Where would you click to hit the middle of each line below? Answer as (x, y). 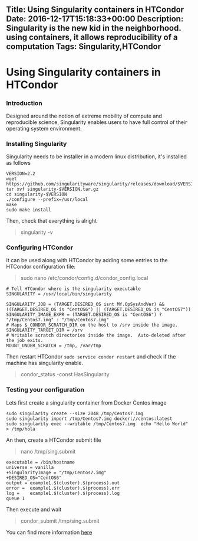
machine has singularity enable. (45, 363)
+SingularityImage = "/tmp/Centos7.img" (57, 472)
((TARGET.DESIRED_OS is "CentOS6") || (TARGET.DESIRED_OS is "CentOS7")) (99, 309)
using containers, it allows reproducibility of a (92, 38)
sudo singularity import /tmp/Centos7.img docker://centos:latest (89, 419)
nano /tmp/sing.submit (48, 451)
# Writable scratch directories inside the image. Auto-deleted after (96, 335)
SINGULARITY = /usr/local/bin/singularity (59, 294)
